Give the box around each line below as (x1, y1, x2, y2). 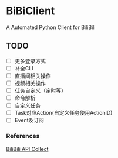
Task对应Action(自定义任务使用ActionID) (14, 109, 113, 117)
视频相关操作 (14, 79, 46, 86)
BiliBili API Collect (6, 145, 49, 152)
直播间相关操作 (14, 72, 51, 79)
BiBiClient (6, 4, 55, 18)
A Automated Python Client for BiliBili (6, 24, 96, 31)
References (6, 132, 40, 140)
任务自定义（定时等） (14, 87, 66, 94)
